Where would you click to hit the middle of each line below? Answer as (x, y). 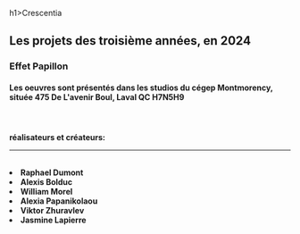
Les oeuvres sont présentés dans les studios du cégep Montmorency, (142, 88)
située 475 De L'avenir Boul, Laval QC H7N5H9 (97, 96)
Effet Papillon (39, 66)
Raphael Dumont (52, 172)
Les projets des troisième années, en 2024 (130, 41)
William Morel (47, 192)
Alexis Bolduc (47, 182)
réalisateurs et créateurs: (57, 138)
